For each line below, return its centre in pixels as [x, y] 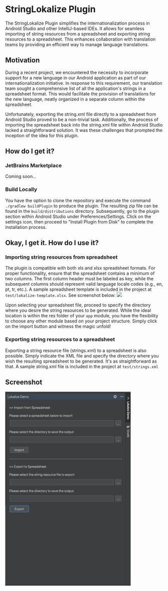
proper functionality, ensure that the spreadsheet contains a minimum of [80, 273]
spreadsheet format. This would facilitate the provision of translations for [80, 93]
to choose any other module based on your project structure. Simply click [81, 321]
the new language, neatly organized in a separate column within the [75, 99]
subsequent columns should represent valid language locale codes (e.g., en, [84, 284]
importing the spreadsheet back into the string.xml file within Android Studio [84, 125]
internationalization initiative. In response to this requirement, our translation [84, 83]
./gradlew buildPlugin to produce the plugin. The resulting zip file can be [81, 206]
